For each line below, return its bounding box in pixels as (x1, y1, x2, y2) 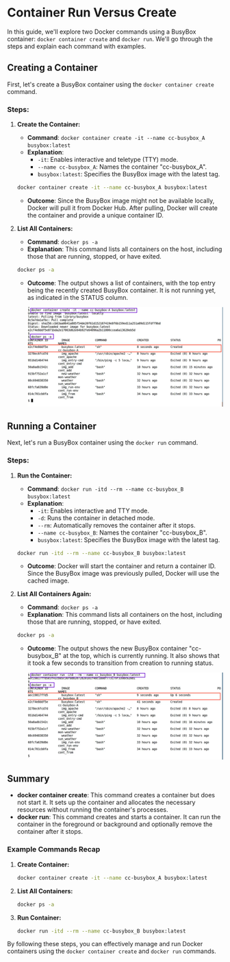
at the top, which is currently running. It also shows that (62, 652, 220, 660)
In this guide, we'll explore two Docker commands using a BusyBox (7, 27, 196, 36)
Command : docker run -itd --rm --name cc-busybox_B (27, 484, 184, 493)
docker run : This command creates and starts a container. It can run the (16, 813, 221, 821)
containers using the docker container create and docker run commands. (7, 947, 217, 955)
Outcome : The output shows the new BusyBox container (27, 644, 188, 653)
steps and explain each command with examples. (7, 42, 146, 50)
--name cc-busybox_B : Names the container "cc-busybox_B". (37, 528, 207, 537)
